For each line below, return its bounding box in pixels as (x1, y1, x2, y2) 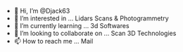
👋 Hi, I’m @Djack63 (13, 7, 70, 15)
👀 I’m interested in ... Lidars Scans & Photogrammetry (13, 14, 169, 22)
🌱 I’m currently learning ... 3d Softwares (13, 22, 130, 30)
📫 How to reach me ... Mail (13, 37, 94, 45)
